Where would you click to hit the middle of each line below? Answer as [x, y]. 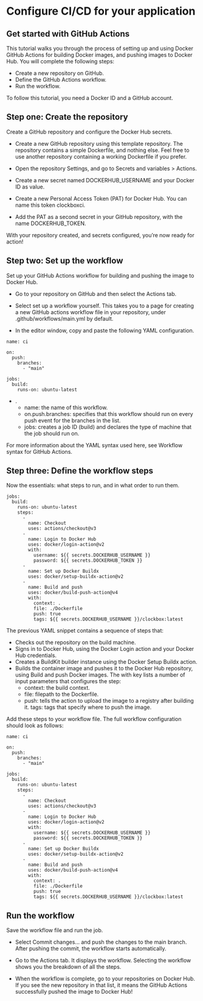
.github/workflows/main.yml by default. [64, 318]
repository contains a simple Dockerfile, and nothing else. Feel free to [102, 150]
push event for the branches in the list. [72, 420]
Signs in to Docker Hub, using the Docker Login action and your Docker [105, 649]
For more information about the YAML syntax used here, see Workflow [95, 445]
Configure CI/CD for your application [101, 11]
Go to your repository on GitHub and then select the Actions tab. [96, 293]
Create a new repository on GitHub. [60, 73]
